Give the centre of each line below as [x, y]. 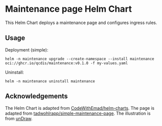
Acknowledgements [36, 96]
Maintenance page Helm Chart [69, 9]
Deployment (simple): [27, 50]
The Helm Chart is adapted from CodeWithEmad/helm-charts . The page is [80, 108]
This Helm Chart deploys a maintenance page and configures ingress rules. [81, 23]
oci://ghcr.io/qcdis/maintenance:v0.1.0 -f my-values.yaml [67, 63]
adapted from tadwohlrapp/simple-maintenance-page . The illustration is [78, 113]
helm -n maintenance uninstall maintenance [50, 81]
